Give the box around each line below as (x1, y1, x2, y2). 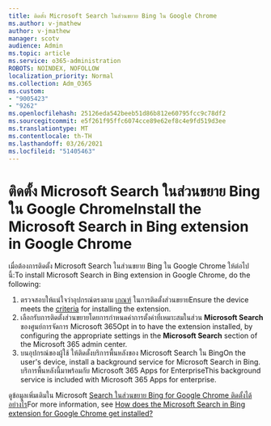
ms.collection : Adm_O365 (8, 79, 92, 87)
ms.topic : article (8, 49, 70, 57)
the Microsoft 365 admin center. (19, 340, 128, 349)
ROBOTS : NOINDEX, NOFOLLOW (8, 65, 100, 73)
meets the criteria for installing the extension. (19, 304, 171, 314)
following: (8, 280, 41, 289)
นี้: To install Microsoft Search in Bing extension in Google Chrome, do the (8, 270, 251, 280)
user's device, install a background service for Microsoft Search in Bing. (19, 357, 261, 367)
